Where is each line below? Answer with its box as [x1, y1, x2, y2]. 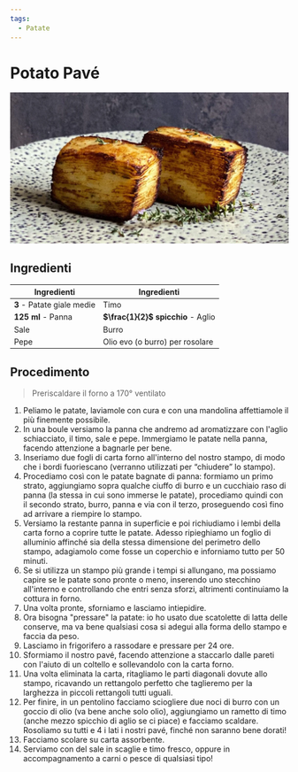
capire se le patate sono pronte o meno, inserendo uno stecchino [22, 575, 261, 585]
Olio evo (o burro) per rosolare [103, 336, 214, 347]
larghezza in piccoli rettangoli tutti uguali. [22, 687, 173, 699]
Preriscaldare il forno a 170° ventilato [31, 388, 166, 398]
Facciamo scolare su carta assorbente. [22, 735, 165, 745]
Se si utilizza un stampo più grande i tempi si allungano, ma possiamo [22, 565, 277, 575]
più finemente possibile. [22, 414, 111, 425]
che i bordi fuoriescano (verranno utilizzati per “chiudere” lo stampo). [22, 461, 276, 473]
